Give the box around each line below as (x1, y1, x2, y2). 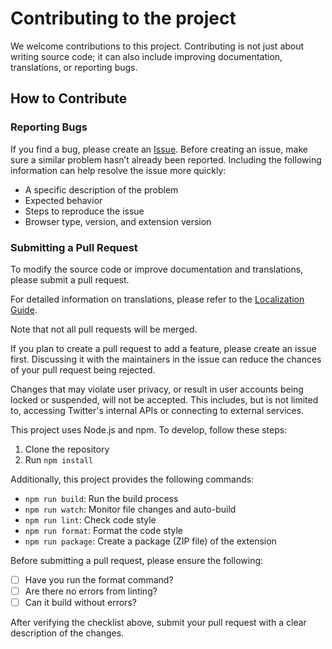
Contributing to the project (10, 7, 237, 30)
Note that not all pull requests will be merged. (10, 323, 198, 335)
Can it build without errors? (24, 597, 137, 609)
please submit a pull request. (10, 273, 130, 286)
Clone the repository (24, 443, 110, 455)
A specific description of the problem (24, 183, 179, 196)
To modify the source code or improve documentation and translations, (10, 263, 304, 275)
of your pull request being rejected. (10, 363, 156, 376)
